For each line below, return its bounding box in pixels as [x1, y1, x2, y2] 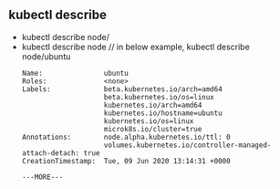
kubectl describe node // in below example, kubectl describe [21, 41, 250, 52]
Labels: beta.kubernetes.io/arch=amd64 [21, 84, 223, 94]
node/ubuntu [21, 50, 71, 62]
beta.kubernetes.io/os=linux [103, 92, 215, 101]
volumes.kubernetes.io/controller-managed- [103, 141, 272, 150]
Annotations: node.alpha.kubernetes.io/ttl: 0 [21, 132, 231, 142]
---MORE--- [21, 173, 64, 182]
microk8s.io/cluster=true [103, 124, 202, 133]
